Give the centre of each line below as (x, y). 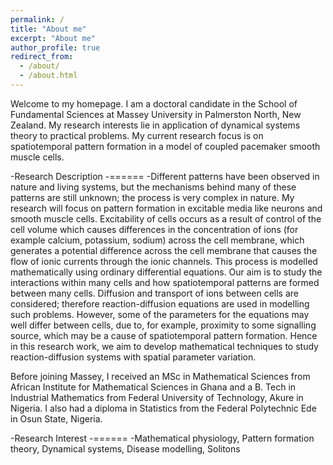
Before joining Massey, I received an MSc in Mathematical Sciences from (160, 376)
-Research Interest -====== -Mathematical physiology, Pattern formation (162, 438)
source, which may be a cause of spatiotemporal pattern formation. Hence (164, 335)
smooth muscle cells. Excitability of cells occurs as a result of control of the (166, 218)
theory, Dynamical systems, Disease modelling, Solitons (125, 448)
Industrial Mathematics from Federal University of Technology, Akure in (157, 397)
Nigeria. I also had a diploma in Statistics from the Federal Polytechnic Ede (163, 408)
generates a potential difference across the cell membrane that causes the (164, 250)
